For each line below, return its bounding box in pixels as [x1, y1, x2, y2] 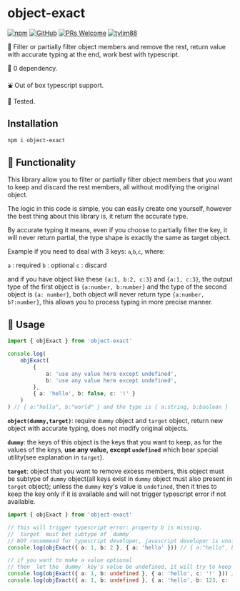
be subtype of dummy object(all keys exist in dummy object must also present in [7, 475, 233, 483]
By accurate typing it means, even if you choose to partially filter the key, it [7, 226, 228, 234]
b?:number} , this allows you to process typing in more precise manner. [7, 298, 213, 307]
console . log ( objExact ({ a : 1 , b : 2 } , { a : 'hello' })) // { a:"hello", [7, 544, 229, 551]
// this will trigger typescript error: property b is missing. [7, 524, 203, 531]
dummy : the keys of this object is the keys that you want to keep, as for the [7, 438, 223, 446]
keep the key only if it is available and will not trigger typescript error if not [7, 490, 226, 498]
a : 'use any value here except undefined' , [45, 370, 177, 377]
